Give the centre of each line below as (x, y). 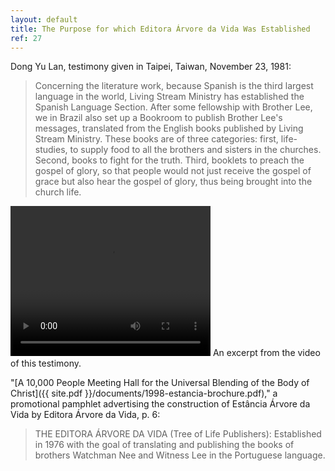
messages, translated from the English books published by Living (169, 128)
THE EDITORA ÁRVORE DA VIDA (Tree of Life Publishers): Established (178, 434)
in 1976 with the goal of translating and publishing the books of (164, 445)
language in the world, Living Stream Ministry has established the (169, 97)
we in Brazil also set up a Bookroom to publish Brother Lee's (158, 118)
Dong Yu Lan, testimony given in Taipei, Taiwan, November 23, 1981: (151, 67)
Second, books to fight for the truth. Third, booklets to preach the (169, 160)
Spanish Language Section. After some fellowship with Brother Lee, (173, 107)
